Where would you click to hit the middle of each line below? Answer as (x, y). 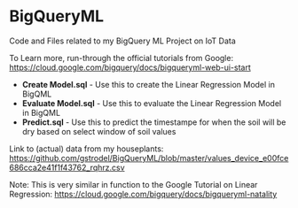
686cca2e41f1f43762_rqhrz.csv (67, 167)
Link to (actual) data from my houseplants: (86, 149)
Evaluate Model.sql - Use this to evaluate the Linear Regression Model (152, 103)
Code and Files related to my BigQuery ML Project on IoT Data (123, 41)
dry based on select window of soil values (99, 131)
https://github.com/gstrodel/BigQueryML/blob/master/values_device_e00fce (149, 158)
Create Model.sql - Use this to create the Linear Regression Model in (149, 84)
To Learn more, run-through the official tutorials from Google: (121, 58)
